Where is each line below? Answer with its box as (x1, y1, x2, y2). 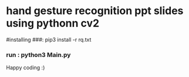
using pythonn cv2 (6, 16, 100, 30)
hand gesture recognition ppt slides (6, 4, 184, 18)
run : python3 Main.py (6, 51, 71, 59)
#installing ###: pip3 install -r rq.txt (6, 36, 92, 43)
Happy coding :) (6, 64, 45, 71)
